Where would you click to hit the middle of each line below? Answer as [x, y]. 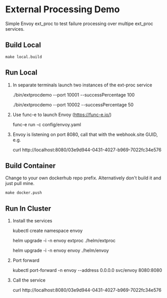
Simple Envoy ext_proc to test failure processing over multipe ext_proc [79, 24]
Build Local [23, 45]
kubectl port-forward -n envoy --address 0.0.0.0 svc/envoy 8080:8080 [87, 270]
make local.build [24, 57]
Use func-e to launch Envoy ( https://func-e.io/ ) [62, 114]
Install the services [32, 221]
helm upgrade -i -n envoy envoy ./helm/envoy [61, 250]
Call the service [29, 280]
